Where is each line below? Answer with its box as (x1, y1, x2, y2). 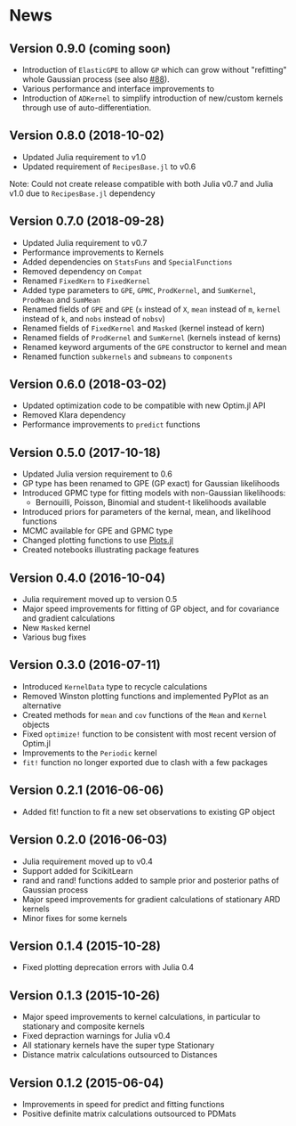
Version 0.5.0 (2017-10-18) (9, 445, 162, 460)
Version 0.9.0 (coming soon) (9, 41, 172, 56)
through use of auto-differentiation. (21, 102, 152, 112)
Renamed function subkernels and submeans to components (21, 351, 233, 362)
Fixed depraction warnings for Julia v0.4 (21, 1031, 171, 1041)
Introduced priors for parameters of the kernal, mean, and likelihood (21, 507, 271, 518)
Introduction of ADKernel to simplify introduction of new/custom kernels (21, 93, 284, 103)
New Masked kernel (21, 623, 91, 633)
